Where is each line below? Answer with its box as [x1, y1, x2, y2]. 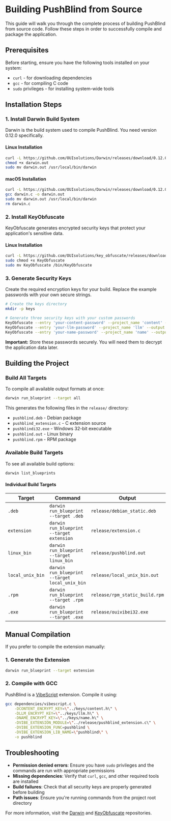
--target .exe [49, 614, 83, 620]
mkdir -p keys [5, 306, 36, 311]
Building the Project [5, 359, 69, 368]
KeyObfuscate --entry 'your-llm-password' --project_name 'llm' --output [5, 325, 165, 330]
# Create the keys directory [5, 302, 67, 307]
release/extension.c [91, 527, 141, 534]
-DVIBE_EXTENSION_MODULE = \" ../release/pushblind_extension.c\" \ [14, 720, 156, 725]
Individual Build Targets [5, 481, 56, 487]
